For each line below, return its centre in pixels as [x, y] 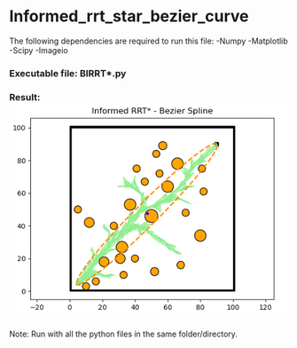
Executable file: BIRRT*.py [68, 73]
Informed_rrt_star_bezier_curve [129, 16]
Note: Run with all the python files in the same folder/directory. [123, 334]
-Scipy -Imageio [39, 50]
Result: [25, 97]
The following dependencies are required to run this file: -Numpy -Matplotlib [148, 41]
